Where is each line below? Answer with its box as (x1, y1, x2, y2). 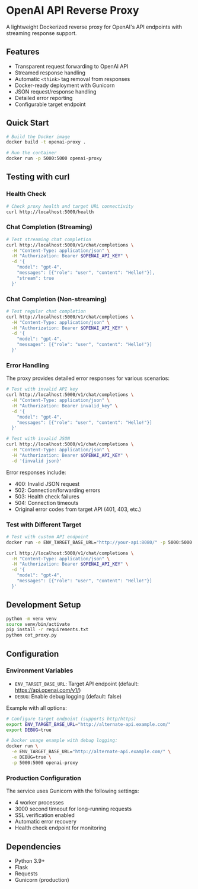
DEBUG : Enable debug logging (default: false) (14, 693, 122, 700)
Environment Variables (6, 666, 74, 675)
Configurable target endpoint (14, 101, 86, 108)
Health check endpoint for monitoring (14, 824, 107, 831)
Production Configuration (6, 773, 82, 782)
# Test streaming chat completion (6, 236, 92, 242)
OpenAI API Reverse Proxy (6, 4, 139, 17)
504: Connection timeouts (14, 499, 79, 506)
